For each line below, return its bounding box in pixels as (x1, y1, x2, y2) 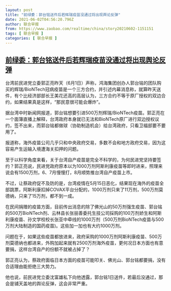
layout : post (5, 7, 33, 13)
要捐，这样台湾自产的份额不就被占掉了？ (5, 246, 90, 252)
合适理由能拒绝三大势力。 (5, 263, 59, 269)
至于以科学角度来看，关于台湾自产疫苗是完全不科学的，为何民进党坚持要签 (5, 156, 161, 163)
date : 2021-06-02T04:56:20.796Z (5, 17, 74, 22)
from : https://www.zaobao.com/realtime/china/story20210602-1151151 (5, 26, 154, 31)
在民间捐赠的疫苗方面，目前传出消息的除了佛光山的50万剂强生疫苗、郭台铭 (5, 204, 163, 210)
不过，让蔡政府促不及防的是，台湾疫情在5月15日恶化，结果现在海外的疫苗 (5, 180, 160, 186)
